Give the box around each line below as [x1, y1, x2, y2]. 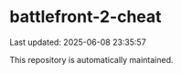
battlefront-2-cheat [9, 6, 162, 27]
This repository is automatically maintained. [9, 54, 174, 65]
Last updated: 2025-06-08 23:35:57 [9, 37, 146, 48]
